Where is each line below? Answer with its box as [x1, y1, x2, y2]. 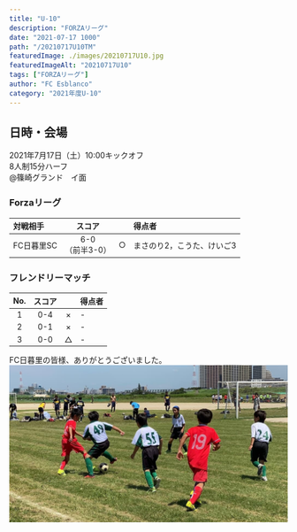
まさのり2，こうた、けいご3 [133, 240, 237, 251]
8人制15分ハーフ [9, 161, 68, 172]
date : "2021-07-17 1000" [9, 33, 101, 42]
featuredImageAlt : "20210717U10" [9, 61, 133, 70]
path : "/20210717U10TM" [9, 42, 97, 51]
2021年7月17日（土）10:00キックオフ [9, 150, 144, 161]
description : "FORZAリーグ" [9, 23, 109, 33]
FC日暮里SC [12, 240, 57, 251]
